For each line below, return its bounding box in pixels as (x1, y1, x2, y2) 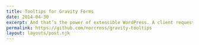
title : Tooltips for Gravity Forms (6, 8, 94, 15)
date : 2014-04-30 (6, 14, 49, 20)
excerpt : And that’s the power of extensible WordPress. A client (6, 19, 174, 25)
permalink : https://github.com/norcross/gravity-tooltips (6, 25, 152, 31)
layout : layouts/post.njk (6, 30, 70, 36)
